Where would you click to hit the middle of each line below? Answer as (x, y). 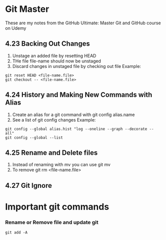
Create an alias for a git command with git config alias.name (74, 115)
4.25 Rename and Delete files (52, 152)
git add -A (16, 233)
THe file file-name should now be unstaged (56, 61)
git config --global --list (34, 137)
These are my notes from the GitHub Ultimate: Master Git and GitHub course (83, 23)
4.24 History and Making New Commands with (79, 95)
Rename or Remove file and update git (52, 222)
